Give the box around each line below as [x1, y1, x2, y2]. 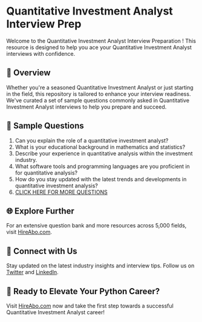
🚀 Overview [6, 68, 51, 78]
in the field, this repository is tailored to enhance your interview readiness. [6, 90, 191, 98]
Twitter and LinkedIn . [6, 269, 59, 276]
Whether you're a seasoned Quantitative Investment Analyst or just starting [6, 84, 194, 91]
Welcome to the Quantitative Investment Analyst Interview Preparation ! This [6, 37, 197, 44]
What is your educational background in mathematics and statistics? [15, 143, 186, 150]
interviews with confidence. [6, 50, 76, 57]
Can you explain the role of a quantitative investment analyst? [15, 136, 169, 144]
